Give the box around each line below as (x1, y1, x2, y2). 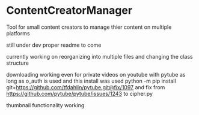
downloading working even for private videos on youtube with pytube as (6, 71, 186, 78)
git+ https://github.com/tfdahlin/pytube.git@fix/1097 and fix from (6, 83, 165, 90)
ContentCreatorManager (6, 4, 133, 17)
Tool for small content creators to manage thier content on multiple (6, 23, 172, 31)
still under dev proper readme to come (6, 41, 102, 49)
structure (6, 59, 29, 66)
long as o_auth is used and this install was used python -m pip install (6, 77, 176, 84)
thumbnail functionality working (6, 101, 85, 108)
